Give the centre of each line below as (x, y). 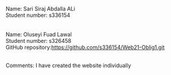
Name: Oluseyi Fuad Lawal (39, 34)
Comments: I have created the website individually (68, 65)
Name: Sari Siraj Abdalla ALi (40, 9)
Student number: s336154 (38, 15)
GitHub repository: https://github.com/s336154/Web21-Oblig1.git (85, 47)
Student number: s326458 (39, 41)
